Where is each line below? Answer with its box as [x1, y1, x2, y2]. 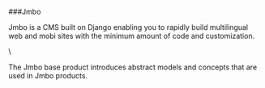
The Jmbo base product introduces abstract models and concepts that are [8, 62, 258, 72]
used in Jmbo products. [8, 71, 88, 80]
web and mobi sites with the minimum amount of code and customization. [8, 31, 255, 40]
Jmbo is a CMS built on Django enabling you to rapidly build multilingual [8, 23, 249, 31]
